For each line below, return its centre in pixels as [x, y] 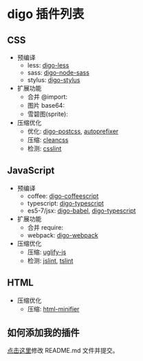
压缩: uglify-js [47, 252]
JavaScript [31, 171]
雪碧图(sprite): [48, 114]
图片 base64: [46, 105]
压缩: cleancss [48, 140]
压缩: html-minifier [53, 309]
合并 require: [45, 227]
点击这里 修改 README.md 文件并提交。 [63, 351]
